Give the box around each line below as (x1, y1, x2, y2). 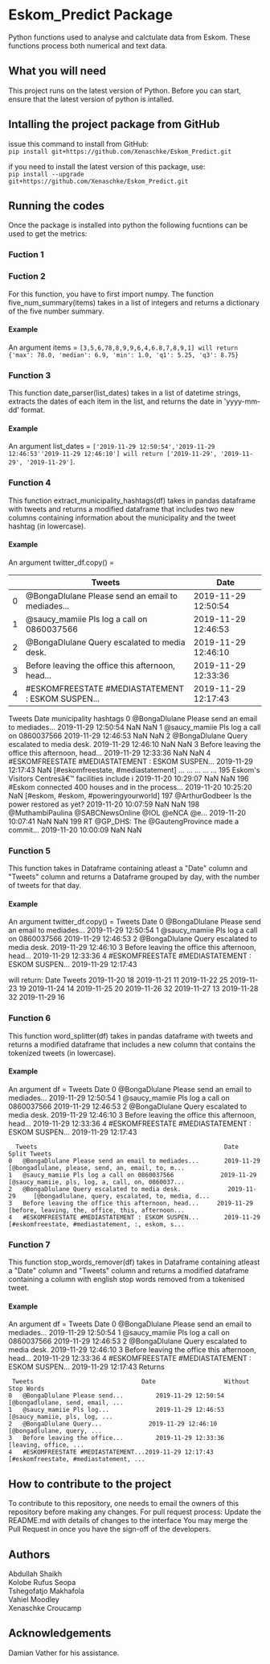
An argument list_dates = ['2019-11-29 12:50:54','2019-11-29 (8, 442, 215, 451)
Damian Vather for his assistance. (8, 1648, 120, 1658)
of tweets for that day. (8, 881, 82, 890)
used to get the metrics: (8, 229, 88, 239)
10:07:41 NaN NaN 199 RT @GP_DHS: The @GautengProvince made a (8, 816, 239, 826)
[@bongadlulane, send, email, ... (8, 1399, 125, 1407)
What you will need (8, 64, 107, 78)
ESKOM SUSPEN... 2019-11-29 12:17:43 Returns (8, 1362, 165, 1371)
